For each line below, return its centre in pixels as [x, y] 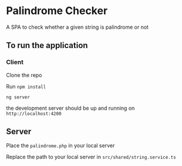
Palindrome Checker [57, 11]
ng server [18, 97]
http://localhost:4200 [34, 114]
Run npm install [26, 86]
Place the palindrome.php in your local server [60, 145]
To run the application [47, 45]
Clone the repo [24, 75]
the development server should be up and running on [70, 108]
